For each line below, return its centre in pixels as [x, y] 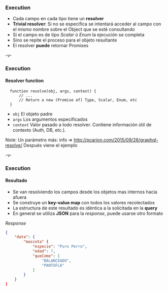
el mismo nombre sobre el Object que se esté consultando [74, 29]
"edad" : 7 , [44, 251]
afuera [20, 197]
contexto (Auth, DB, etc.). [39, 130]
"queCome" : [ [46, 256]
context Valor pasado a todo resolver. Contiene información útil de [82, 125]
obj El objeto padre [32, 114]
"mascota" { [36, 242]
